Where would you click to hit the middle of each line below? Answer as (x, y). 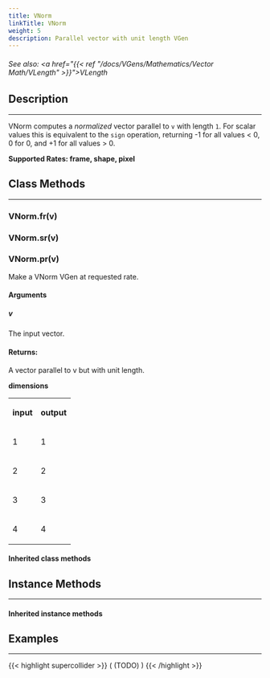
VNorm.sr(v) (33, 238)
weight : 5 (25, 31)
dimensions (29, 386)
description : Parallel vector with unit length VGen (98, 38)
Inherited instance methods (55, 613)
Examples (33, 638)
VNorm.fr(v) (33, 216)
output (53, 412)
